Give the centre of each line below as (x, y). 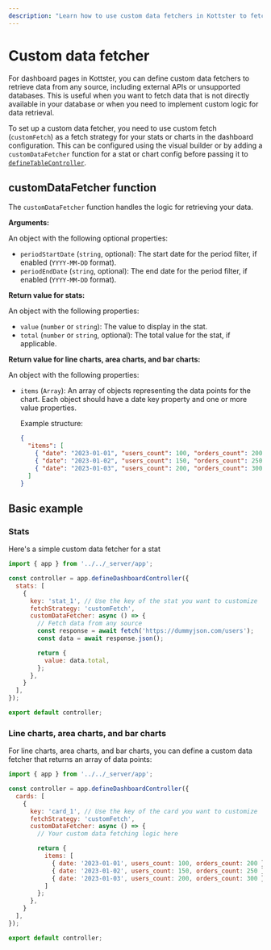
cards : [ (30, 796)
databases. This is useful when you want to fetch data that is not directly (129, 95)
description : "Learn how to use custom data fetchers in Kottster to (128, 16)
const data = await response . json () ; (100, 638)
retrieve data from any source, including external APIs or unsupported (124, 86)
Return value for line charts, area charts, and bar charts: (104, 359)
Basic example (46, 508)
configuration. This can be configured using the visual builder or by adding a (135, 145)
